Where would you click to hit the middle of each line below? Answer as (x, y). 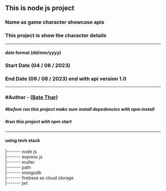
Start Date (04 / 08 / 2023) (38, 65)
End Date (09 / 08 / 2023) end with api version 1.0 (66, 79)
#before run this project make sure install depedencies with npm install (80, 109)
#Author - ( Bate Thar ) (32, 97)
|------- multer (20, 162)
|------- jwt (17, 183)
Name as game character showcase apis (55, 22)
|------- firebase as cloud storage (40, 178)
